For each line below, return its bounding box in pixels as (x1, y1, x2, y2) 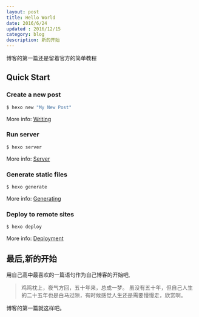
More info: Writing (6, 115, 52, 122)
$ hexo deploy (6, 224, 42, 230)
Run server (6, 130, 39, 139)
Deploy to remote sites (6, 210, 75, 218)
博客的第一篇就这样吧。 (6, 304, 65, 312)
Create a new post (6, 90, 61, 99)
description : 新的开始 (6, 37, 60, 43)
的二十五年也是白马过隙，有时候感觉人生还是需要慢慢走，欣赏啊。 (21, 292, 186, 299)
